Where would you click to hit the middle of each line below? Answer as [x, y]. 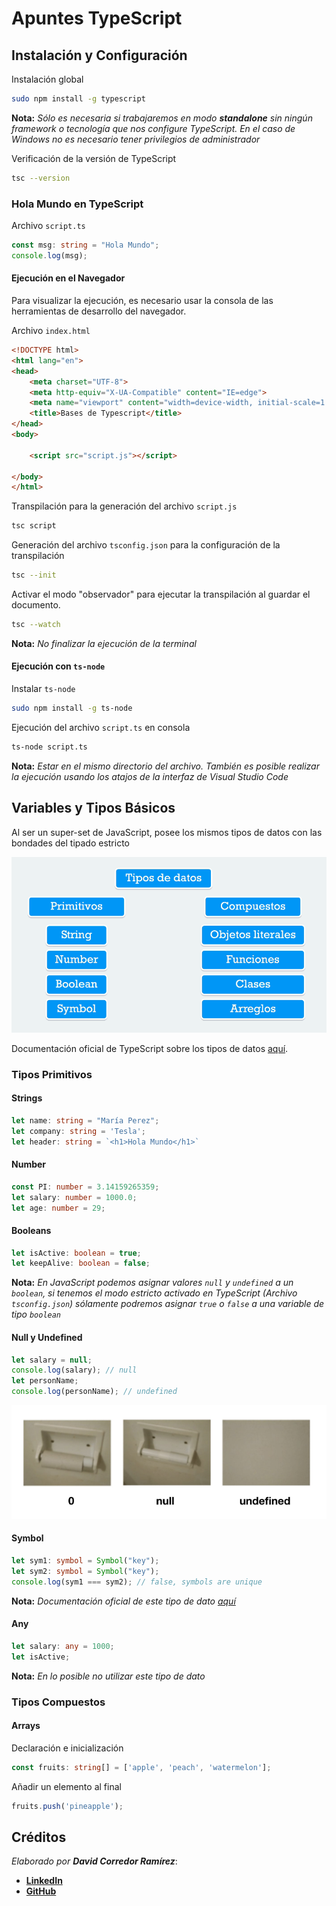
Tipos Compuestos [58, 1702]
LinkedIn [44, 1881]
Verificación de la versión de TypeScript [94, 158]
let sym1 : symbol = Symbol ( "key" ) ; [85, 1561]
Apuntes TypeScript [97, 18]
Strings [27, 1098]
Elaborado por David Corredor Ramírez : [94, 1861]
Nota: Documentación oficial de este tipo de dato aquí [123, 1601]
